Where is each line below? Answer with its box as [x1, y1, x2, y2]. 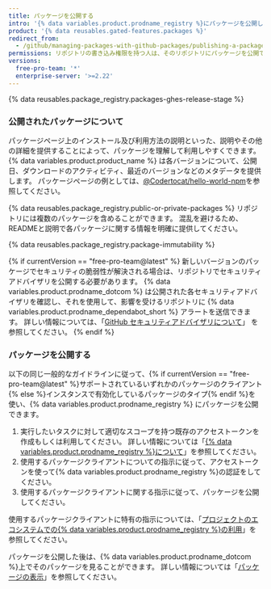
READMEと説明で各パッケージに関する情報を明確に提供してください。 [8, 223, 243, 233]
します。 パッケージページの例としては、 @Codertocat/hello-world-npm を [8, 175, 253, 186]
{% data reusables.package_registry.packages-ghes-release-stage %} [8, 94, 244, 103]
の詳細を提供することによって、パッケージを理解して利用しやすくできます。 [8, 145, 261, 155]
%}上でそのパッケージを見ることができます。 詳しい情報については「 [8, 562, 239, 572]
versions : [8, 57, 42, 65]
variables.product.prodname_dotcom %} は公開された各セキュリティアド [8, 286, 251, 296]
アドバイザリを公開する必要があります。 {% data [8, 276, 171, 286]
